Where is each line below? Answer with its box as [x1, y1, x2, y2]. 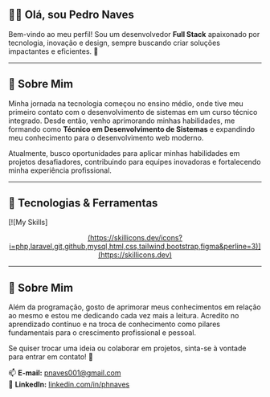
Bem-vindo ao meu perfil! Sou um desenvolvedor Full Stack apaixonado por [8, 29, 260, 39]
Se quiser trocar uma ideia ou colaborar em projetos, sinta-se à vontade [8, 343, 247, 354]
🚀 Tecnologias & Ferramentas [8, 196, 158, 210]
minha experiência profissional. [8, 166, 112, 175]
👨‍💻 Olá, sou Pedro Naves [8, 8, 135, 22]
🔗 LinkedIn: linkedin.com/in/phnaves [8, 379, 130, 390]
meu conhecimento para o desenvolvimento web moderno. [8, 133, 204, 142]
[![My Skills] [8, 218, 48, 227]
